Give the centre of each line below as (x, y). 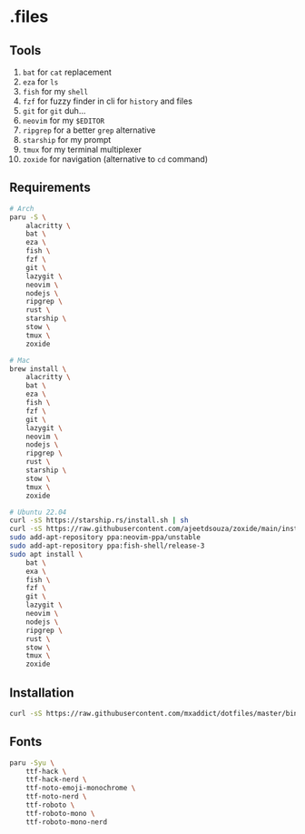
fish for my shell (55, 91)
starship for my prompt (67, 140)
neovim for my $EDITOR (64, 121)
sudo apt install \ (46, 554)
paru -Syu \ (32, 763)
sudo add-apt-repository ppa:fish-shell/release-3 (107, 546)
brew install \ (38, 369)
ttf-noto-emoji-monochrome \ (81, 789)
